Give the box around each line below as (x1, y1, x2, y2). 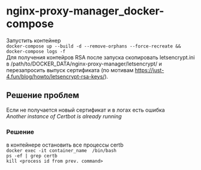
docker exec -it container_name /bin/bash (6, 148, 117, 154)
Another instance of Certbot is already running (6, 112, 122, 120)
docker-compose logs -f (6, 48, 66, 55)
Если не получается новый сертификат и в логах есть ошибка (6, 106, 165, 114)
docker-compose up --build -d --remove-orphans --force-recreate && (6, 43, 181, 49)
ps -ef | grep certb (6, 153, 58, 159)
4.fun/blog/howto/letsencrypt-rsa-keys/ (6, 73, 105, 80)
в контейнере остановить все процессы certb (6, 141, 124, 148)
